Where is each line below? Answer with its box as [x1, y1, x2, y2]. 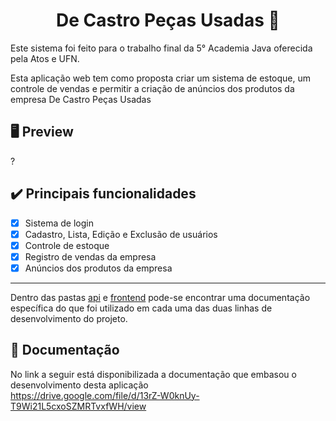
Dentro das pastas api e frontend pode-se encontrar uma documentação [10, 291, 311, 303]
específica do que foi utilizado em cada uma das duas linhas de [10, 302, 273, 314]
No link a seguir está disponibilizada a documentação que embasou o [10, 368, 297, 380]
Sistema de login [24, 217, 94, 229]
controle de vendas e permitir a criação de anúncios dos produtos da [10, 82, 295, 94]
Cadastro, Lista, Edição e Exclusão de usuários [24, 228, 218, 240]
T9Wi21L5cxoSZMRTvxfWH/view [10, 400, 147, 412]
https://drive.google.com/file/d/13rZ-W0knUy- [10, 389, 200, 401]
